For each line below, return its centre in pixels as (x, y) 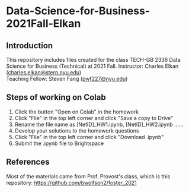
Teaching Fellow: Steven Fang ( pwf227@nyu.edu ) (67, 79)
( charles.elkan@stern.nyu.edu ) (44, 72)
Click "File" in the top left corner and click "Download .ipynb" (89, 137)
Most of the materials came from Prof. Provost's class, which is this (88, 176)
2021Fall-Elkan (44, 23)
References (28, 162)
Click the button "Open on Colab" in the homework (77, 112)
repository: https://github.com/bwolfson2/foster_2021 (72, 182)
